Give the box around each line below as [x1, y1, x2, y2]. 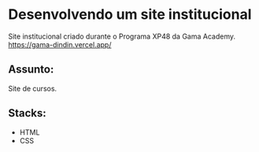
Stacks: [8, 106, 47, 120]
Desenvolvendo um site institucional [8, 6, 252, 24]
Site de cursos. [8, 83, 57, 93]
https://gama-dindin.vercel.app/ [8, 39, 112, 49]
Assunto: [8, 63, 54, 76]
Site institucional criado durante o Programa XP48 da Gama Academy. [8, 32, 236, 41]
